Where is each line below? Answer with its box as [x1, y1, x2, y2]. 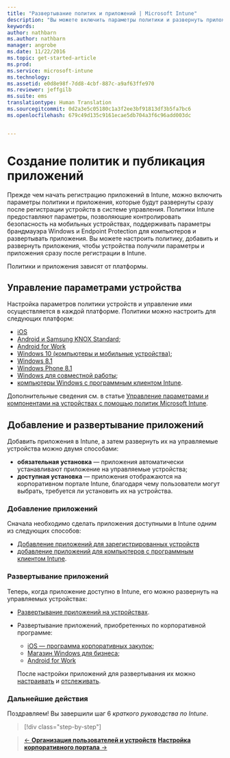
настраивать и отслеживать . [16, 677, 101, 685]
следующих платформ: [7, 314, 74, 323]
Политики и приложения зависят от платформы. [7, 262, 149, 270]
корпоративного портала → [23, 744, 107, 752]
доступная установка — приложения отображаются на [16, 472, 181, 481]
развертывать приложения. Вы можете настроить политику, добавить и [7, 234, 219, 242]
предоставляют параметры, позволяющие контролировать [7, 212, 181, 220]
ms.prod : [7, 61, 32, 68]
